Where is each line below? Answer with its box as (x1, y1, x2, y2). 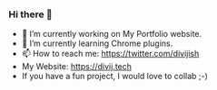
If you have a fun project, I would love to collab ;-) (21, 71, 208, 82)
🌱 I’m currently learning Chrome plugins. (21, 38, 173, 49)
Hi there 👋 (8, 8, 54, 21)
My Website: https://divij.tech (21, 61, 133, 72)
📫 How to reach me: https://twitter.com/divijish (21, 49, 200, 59)
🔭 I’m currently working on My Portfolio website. (21, 29, 202, 40)
